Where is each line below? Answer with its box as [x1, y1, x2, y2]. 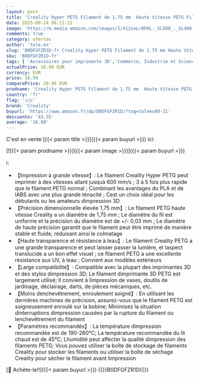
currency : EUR [6, 70, 41, 76]
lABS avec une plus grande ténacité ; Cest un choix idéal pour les [14, 191, 175, 198]
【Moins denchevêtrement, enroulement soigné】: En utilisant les [14, 290, 175, 297]
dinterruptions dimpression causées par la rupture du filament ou [14, 309, 174, 317]
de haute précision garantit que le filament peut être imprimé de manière [14, 224, 192, 231]
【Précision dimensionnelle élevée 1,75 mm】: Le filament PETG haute [14, 205, 185, 212]
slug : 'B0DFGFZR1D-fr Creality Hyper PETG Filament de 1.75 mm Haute [6, 48, 182, 54]
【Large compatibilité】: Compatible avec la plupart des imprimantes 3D [14, 264, 191, 271]
